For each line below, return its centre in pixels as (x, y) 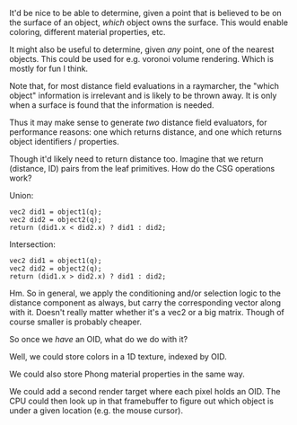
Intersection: (33, 244)
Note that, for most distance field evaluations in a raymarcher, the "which (144, 86)
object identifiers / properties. (64, 142)
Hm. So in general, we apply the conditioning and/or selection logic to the (145, 293)
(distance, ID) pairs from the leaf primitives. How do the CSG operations (142, 168)
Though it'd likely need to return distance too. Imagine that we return (136, 159)
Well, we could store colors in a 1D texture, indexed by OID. (118, 357)
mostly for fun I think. (48, 68)
